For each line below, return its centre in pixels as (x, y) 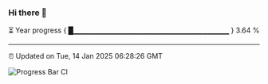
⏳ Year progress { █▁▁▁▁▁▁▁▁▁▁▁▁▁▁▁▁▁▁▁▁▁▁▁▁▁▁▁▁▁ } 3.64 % (134, 30)
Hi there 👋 (28, 13)
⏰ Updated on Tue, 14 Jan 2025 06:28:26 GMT (86, 56)
